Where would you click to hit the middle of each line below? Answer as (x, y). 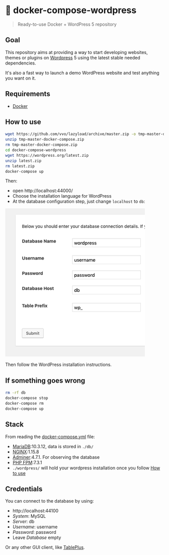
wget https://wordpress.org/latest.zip (47, 155)
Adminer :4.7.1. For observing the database (56, 457)
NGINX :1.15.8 (26, 452)
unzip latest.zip (23, 161)
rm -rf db (16, 393)
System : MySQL (29, 516)
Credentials (24, 489)
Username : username (35, 527)
